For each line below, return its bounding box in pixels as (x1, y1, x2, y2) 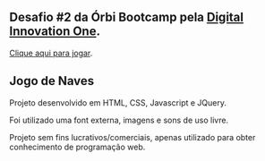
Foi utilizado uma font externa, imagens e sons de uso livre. (9, 114, 229, 125)
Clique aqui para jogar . (9, 47, 93, 58)
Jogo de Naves (9, 73, 95, 89)
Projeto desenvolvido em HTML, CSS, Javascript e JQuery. (9, 97, 227, 108)
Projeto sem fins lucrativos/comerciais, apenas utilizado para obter (9, 131, 256, 142)
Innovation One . (9, 24, 101, 39)
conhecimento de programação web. (9, 141, 146, 152)
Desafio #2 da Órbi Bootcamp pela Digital (9, 10, 244, 25)
